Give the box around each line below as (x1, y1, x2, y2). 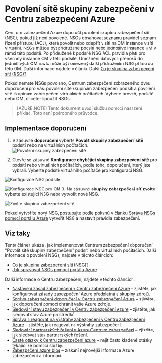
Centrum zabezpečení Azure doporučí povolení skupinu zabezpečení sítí (5, 30, 150, 35)
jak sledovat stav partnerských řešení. (12, 332, 88, 338)
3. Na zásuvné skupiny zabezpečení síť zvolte (61, 186, 156, 192)
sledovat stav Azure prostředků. (12, 311, 76, 317)
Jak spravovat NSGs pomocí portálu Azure (12, 267, 97, 272)
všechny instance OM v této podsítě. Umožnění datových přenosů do (5, 55, 143, 61)
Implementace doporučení (5, 125, 87, 133)
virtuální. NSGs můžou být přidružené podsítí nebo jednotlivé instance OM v (5, 45, 156, 51)
